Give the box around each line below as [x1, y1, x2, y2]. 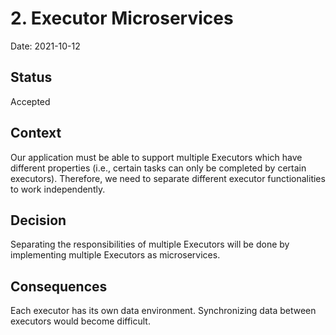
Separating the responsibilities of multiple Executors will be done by [10, 238, 290, 251]
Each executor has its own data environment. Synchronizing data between [10, 305, 317, 317]
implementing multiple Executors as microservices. [10, 249, 221, 261]
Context [10, 125, 62, 142]
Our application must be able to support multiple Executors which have [10, 151, 303, 163]
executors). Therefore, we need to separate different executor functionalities [10, 172, 326, 184]
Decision [10, 212, 67, 229]
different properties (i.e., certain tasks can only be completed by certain [10, 162, 307, 174]
